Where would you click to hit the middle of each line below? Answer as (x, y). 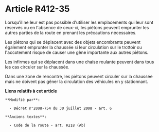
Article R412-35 (37, 9)
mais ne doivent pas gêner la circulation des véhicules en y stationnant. (77, 82)
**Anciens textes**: (26, 117)
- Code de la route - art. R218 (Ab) (48, 125)
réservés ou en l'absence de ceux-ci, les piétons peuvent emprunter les (77, 27)
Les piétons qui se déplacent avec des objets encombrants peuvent (73, 42)
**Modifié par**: (23, 100)
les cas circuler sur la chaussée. (37, 67)
